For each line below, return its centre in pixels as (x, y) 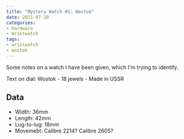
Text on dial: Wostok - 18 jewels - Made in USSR (65, 78)
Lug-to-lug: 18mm (37, 124)
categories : (21, 23)
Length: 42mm (33, 118)
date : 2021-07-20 (28, 17)
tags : (13, 39)
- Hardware (20, 28)
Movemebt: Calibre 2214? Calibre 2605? (64, 131)
